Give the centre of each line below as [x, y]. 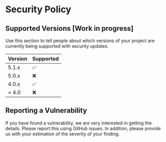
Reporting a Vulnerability [46, 110]
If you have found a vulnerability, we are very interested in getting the [79, 123]
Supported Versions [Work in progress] [69, 28]
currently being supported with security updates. [57, 46]
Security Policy [38, 9]
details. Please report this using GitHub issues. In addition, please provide [83, 128]
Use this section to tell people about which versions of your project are [80, 40]
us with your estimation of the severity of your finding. [63, 134]
